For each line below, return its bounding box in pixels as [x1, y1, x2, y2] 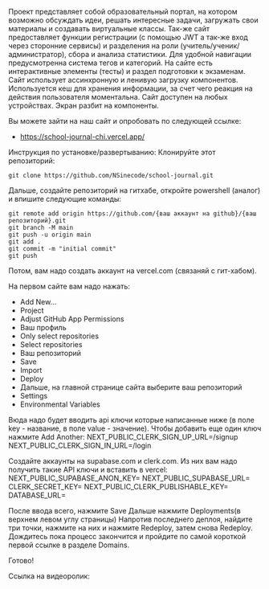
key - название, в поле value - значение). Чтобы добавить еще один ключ [8, 423, 262, 433]
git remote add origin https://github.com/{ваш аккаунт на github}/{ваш [8, 210, 257, 218]
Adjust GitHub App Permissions [19, 314, 124, 324]
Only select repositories [19, 331, 99, 341]
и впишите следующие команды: [8, 194, 122, 203]
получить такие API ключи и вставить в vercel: [8, 465, 168, 474]
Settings [19, 391, 48, 400]
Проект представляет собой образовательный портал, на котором [8, 7, 238, 16]
